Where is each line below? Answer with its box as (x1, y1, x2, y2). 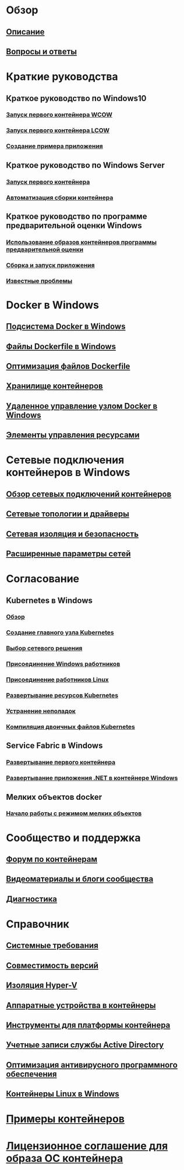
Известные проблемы (6, 277, 73, 285)
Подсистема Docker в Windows (6, 322, 126, 332)
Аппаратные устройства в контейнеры (6, 1000, 156, 1010)
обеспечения (6, 1069, 57, 1079)
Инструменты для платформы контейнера (6, 1020, 171, 1030)
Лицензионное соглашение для (6, 1139, 168, 1152)
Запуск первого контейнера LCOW (6, 126, 109, 134)
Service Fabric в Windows (6, 741, 103, 751)
